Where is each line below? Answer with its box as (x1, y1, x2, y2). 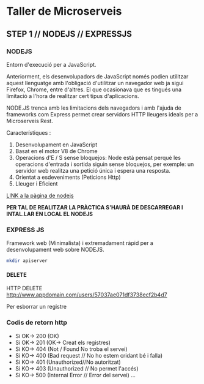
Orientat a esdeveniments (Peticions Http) (15, 173, 121, 181)
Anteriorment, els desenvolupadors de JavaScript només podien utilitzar (6, 72, 189, 80)
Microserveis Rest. (6, 117, 53, 124)
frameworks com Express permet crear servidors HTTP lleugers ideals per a (6, 110, 199, 118)
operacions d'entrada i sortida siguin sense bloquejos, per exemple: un (15, 160, 194, 168)
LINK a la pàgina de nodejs (6, 192, 75, 199)
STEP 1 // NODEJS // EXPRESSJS (6, 29, 133, 39)
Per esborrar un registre (6, 303, 67, 311)
